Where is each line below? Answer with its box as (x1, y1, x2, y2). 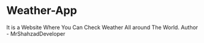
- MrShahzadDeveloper (6, 30, 66, 37)
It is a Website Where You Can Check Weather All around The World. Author (6, 24, 198, 31)
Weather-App (6, 4, 78, 18)
